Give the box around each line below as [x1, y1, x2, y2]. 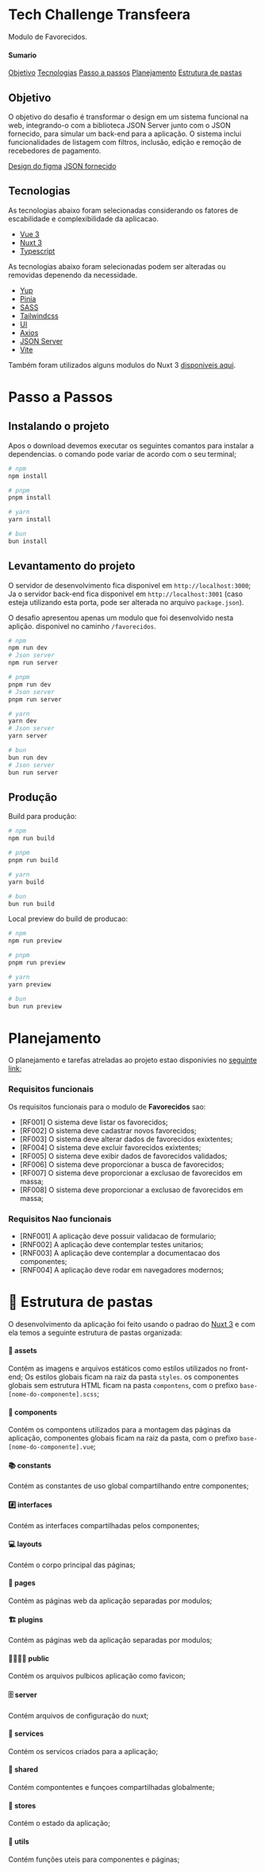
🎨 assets [8, 1346, 37, 1355]
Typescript [19, 246, 56, 255]
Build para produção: [8, 812, 77, 821]
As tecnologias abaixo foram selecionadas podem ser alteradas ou [8, 261, 226, 271]
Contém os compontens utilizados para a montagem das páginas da [8, 1425, 232, 1434]
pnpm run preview [8, 959, 66, 967]
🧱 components [8, 1407, 58, 1417]
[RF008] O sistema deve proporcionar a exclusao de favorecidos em [19, 1184, 244, 1195]
